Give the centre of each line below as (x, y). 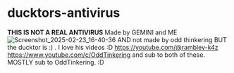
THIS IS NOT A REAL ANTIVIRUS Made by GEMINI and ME (92, 32)
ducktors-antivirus (64, 13)
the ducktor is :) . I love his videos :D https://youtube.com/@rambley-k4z (113, 47)
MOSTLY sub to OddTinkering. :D (56, 62)
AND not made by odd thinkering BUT (172, 39)
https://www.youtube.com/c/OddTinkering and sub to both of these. (106, 55)
